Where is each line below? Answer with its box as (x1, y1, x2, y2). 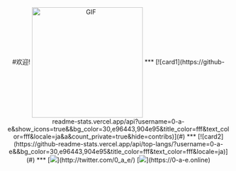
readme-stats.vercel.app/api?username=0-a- (52, 117, 185, 126)
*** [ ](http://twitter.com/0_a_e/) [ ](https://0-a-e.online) (36, 155, 210, 164)
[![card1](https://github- (155, 57, 225, 66)
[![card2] (197, 132, 224, 141)
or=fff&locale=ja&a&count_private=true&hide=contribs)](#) (13, 132, 186, 141)
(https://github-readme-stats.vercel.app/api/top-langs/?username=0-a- (13, 140, 224, 148)
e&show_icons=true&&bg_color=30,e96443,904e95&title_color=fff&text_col (7, 125, 230, 133)
